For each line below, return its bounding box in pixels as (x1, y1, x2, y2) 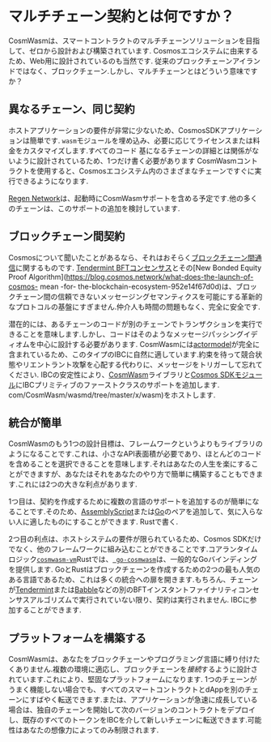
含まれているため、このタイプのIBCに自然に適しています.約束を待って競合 (8, 350, 256, 359)
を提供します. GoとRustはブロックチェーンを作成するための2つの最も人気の (8, 564, 260, 574)
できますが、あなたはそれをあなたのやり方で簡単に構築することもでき (22, 470, 256, 479)
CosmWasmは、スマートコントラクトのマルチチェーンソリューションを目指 (8, 36, 260, 45)
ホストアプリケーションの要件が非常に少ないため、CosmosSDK (8, 125, 221, 135)
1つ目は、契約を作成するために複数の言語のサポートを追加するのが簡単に (8, 496, 252, 507)
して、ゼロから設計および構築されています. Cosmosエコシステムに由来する (8, 45, 259, 55)
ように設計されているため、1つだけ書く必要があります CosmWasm (15, 156, 237, 165)
